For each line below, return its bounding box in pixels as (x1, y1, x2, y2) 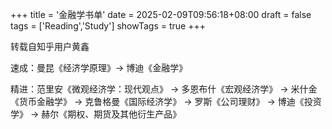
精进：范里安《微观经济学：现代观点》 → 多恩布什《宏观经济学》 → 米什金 (10, 83, 318, 95)
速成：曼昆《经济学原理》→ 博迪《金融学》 (10, 62, 188, 73)
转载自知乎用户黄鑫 (10, 41, 90, 52)
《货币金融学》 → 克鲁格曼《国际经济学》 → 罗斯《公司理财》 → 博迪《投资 (10, 96, 322, 107)
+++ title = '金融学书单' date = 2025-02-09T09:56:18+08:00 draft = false (10, 9, 312, 20)
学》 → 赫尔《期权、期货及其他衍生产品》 (10, 108, 182, 120)
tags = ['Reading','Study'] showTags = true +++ (10, 20, 206, 32)
